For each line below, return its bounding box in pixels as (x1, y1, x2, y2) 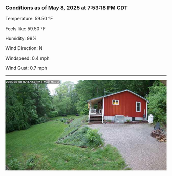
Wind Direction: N (5, 45, 42, 52)
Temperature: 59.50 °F (5, 16, 53, 22)
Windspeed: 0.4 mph (5, 55, 50, 61)
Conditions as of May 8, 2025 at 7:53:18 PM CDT (5, 4, 128, 11)
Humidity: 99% (5, 35, 37, 42)
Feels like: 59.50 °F (5, 26, 46, 32)
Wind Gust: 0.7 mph (5, 65, 47, 71)
